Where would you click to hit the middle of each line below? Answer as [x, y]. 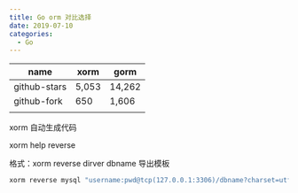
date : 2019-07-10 [41, 26]
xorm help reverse [43, 145]
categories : [31, 34]
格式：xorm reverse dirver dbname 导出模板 [90, 164]
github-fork [39, 101]
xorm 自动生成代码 [43, 127]
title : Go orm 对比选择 [50, 17]
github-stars [40, 87]
